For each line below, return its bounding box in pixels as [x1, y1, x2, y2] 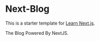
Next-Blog [5, 3, 49, 15]
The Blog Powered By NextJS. [5, 30, 69, 36]
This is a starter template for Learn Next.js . [5, 20, 95, 26]
